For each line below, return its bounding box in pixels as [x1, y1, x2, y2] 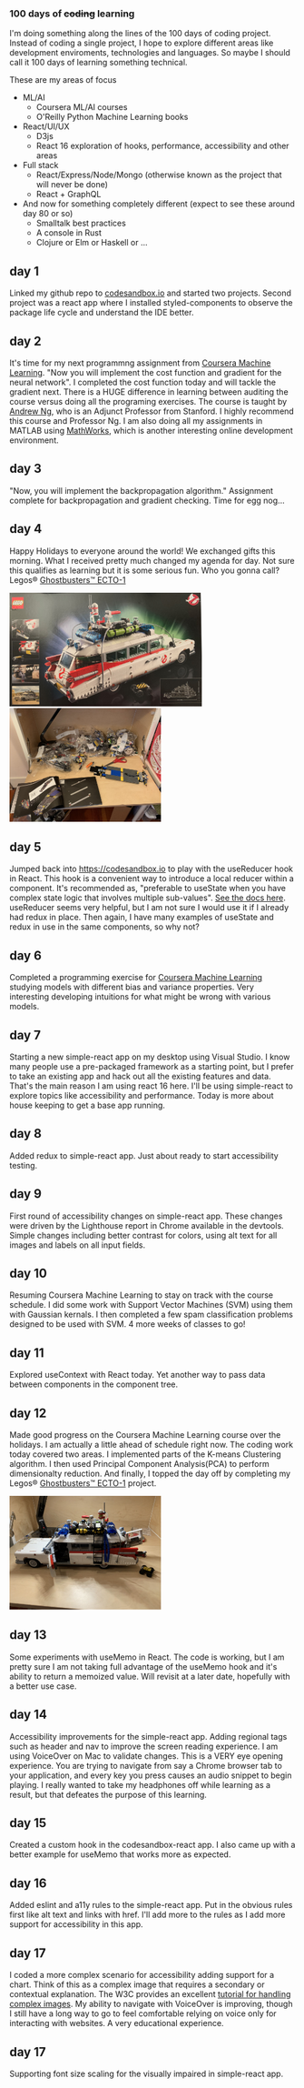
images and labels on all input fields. [9, 1240, 146, 1250]
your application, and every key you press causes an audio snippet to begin [9, 1770, 292, 1781]
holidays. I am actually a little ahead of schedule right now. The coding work [9, 1440, 293, 1451]
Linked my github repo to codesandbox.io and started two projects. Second [9, 287, 292, 298]
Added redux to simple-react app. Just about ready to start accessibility [9, 1149, 279, 1161]
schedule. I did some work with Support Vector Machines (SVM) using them [9, 1300, 293, 1310]
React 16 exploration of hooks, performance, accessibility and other [35, 140, 289, 152]
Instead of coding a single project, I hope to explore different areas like [9, 37, 274, 48]
